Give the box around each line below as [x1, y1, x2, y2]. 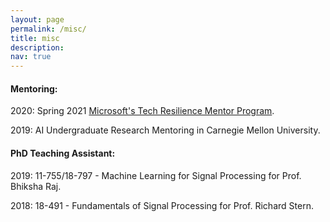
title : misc [10, 33, 60, 43]
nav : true [10, 52, 52, 62]
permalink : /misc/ [10, 24, 87, 34]
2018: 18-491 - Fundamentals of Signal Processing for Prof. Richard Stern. [10, 199, 314, 211]
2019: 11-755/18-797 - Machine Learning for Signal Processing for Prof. [10, 169, 302, 181]
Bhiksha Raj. [10, 180, 62, 192]
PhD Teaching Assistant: [10, 147, 116, 159]
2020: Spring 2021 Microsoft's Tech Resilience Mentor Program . [10, 105, 275, 117]
